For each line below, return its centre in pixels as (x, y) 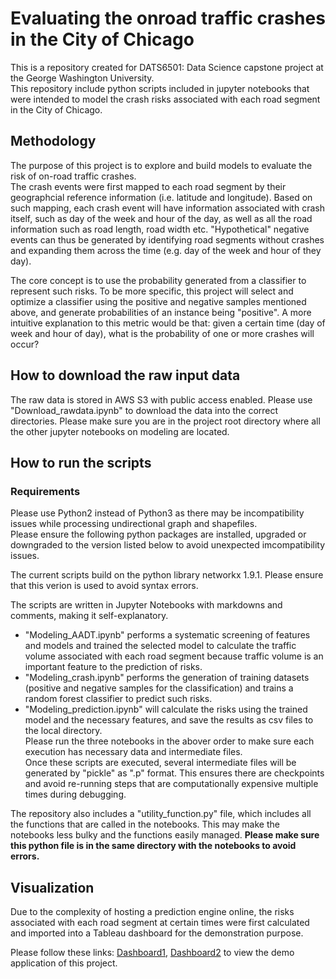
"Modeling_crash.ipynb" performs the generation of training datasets (167, 678)
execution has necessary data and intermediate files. (133, 752)
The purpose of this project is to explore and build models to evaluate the (161, 165)
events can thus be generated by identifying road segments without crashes (167, 239)
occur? (25, 344)
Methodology (53, 141)
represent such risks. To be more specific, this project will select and (152, 291)
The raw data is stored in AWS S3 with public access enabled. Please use (161, 399)
